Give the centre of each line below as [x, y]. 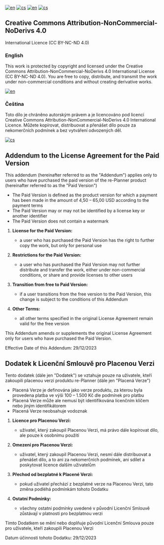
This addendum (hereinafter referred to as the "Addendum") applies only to [81, 175]
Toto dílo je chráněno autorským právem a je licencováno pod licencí [75, 115]
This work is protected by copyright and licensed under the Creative [74, 66]
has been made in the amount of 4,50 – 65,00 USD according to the [81, 200]
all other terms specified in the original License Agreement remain [86, 319]
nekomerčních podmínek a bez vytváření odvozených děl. [64, 130]
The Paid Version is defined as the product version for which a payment [85, 195]
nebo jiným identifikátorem [39, 406]
